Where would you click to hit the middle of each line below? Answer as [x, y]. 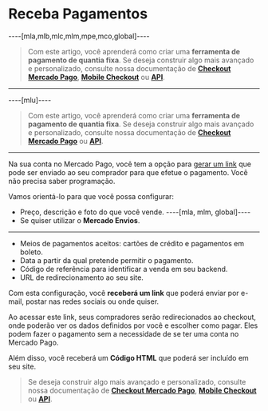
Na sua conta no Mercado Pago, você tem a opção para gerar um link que [130, 164]
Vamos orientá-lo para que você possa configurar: [91, 196]
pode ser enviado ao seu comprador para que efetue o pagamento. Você [128, 172]
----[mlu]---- [30, 100]
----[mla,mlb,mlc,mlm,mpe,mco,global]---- [79, 36]
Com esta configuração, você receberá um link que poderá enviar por [124, 293]
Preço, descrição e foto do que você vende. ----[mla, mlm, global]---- [135, 212]
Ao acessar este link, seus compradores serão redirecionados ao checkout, [132, 317]
